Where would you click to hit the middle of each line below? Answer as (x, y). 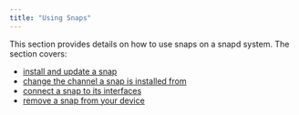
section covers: (38, 53)
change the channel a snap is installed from (104, 81)
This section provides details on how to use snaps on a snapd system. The (149, 44)
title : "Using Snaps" (51, 18)
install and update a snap (70, 71)
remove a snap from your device (84, 100)
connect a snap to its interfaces (82, 90)
